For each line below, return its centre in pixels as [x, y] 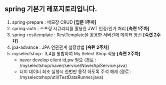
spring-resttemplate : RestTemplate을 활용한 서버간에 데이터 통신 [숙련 [82, 35]
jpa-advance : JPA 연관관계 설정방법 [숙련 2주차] [60, 47]
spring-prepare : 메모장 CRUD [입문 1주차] [54, 22]
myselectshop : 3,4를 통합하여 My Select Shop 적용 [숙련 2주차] [76, 53]
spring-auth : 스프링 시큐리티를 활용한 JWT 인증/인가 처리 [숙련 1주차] [80, 28]
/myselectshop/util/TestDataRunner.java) [61, 77]
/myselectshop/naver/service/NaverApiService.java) [73, 65]
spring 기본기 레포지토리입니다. [51, 9]
